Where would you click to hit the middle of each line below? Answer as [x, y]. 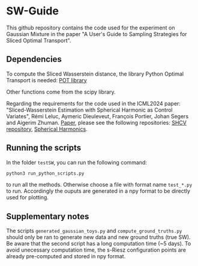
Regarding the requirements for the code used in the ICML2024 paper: [94, 103]
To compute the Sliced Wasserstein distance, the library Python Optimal [95, 74]
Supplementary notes [48, 216]
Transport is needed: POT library [46, 80]
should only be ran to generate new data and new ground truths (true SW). [98, 237]
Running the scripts [44, 148]
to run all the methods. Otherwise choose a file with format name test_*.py [99, 185]
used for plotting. [28, 198]
